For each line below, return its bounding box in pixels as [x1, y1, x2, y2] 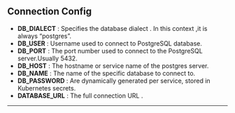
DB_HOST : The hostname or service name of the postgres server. [17, 61, 209, 69]
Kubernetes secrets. [17, 84, 76, 92]
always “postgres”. [17, 32, 72, 40]
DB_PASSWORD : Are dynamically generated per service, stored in [17, 77, 211, 85]
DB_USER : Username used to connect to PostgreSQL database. [17, 39, 203, 48]
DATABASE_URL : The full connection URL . [17, 91, 143, 100]
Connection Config [7, 6, 92, 18]
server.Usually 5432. [17, 54, 78, 62]
